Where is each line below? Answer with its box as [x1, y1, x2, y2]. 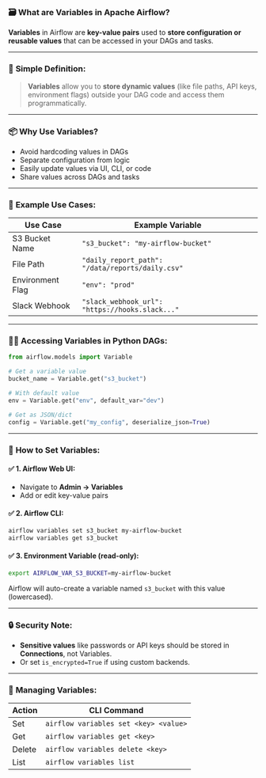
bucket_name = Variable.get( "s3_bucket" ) [8, 375, 147, 383]
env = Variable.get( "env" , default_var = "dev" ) [8, 397, 165, 404]
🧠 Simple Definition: [8, 63, 86, 74]
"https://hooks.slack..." [82, 306, 180, 314]
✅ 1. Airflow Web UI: [8, 464, 76, 473]
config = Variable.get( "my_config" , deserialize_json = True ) [8, 418, 211, 426]
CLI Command [89, 705, 144, 716]
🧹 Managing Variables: [8, 684, 97, 695]
